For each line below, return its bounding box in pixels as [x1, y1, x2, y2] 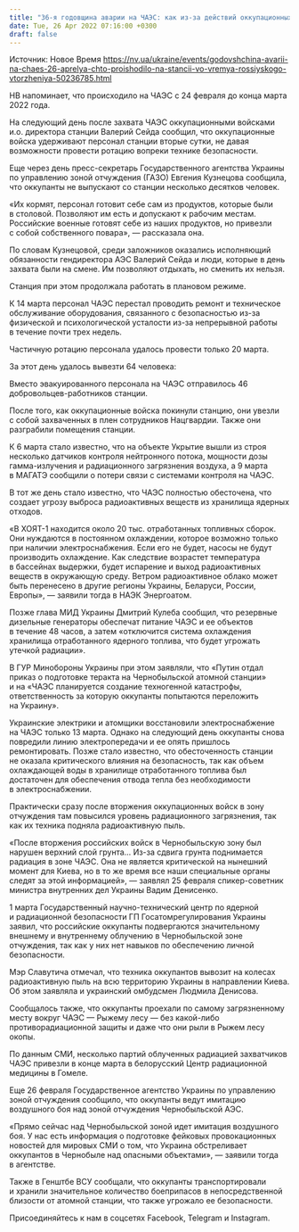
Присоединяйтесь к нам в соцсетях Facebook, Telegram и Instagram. [9, 1212, 271, 1223]
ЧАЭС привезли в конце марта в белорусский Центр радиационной [9, 1058, 268, 1069]
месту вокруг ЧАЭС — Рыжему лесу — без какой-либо [9, 1013, 220, 1023]
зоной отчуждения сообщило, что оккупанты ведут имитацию [9, 1095, 246, 1105]
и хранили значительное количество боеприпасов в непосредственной [9, 1186, 283, 1196]
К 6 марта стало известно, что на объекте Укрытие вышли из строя [9, 442, 267, 452]
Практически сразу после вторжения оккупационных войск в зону [9, 801, 264, 812]
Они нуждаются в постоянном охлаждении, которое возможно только [9, 533, 279, 544]
